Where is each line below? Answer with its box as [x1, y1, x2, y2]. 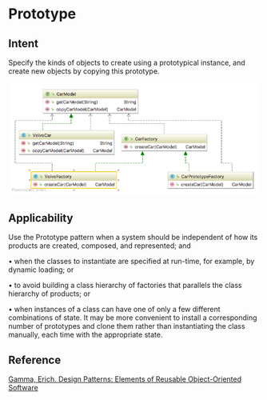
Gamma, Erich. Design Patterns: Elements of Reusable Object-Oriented [8, 374, 242, 384]
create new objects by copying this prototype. [8, 66, 160, 76]
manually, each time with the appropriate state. [8, 330, 163, 340]
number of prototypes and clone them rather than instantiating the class [8, 322, 245, 331]
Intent [8, 37, 38, 50]
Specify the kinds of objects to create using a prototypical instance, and [8, 58, 245, 67]
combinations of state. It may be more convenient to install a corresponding [8, 313, 257, 322]
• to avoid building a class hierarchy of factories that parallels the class [8, 281, 242, 290]
